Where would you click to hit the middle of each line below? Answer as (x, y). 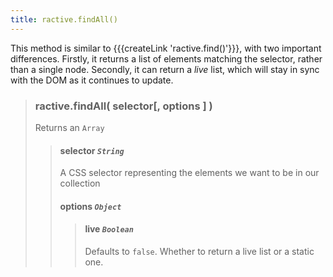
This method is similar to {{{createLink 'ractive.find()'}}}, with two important (166, 48)
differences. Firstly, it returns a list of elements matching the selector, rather (166, 58)
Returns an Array (69, 127)
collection (80, 183)
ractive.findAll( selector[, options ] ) (123, 106)
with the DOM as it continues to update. (92, 80)
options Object (90, 206)
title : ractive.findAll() (64, 19)
